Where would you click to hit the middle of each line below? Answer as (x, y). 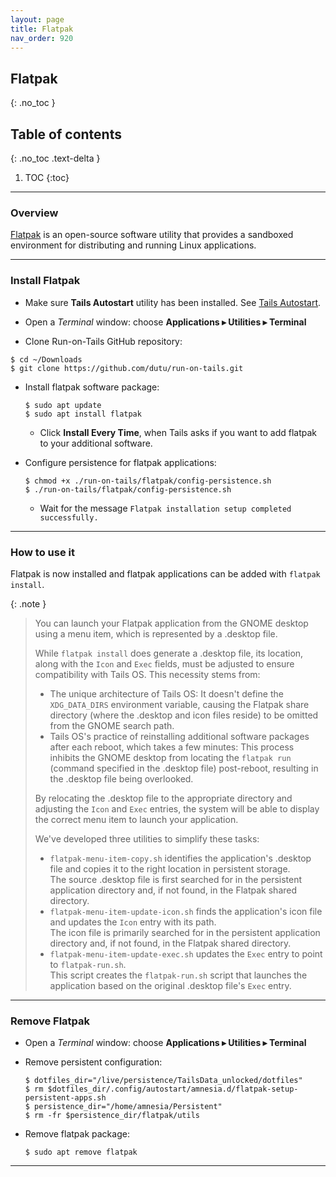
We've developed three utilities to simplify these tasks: (147, 838)
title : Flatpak (42, 29)
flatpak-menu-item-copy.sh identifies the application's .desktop (180, 858)
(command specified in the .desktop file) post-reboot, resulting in (184, 768)
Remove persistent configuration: (93, 1062)
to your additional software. (96, 443)
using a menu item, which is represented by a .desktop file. (156, 633)
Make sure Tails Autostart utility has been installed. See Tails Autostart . (173, 302)
